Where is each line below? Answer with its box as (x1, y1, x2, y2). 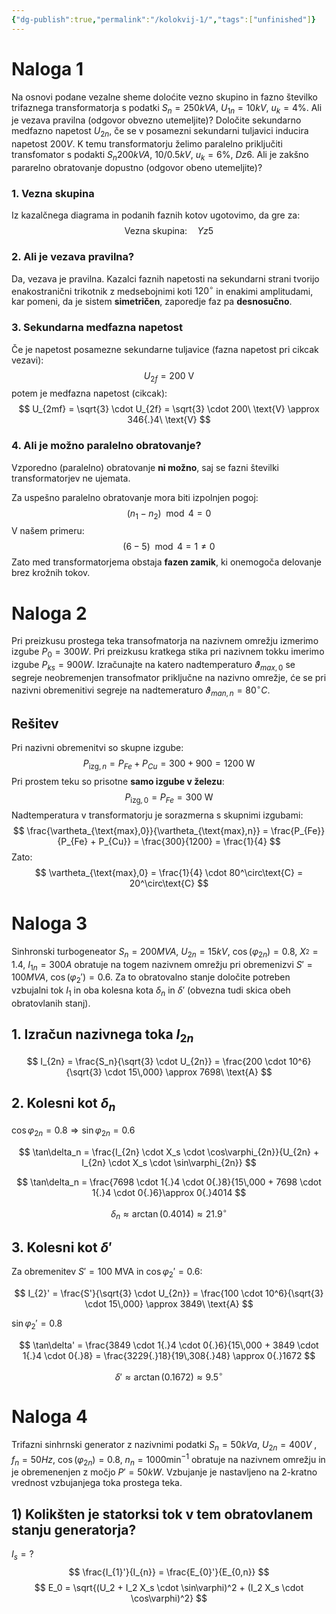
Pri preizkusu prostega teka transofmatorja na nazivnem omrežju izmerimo (11, 635, 319, 647)
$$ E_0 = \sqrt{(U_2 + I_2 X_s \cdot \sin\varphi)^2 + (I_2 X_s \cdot (34, 1582, 304, 1594)
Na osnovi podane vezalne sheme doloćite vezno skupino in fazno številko (11, 91, 318, 103)
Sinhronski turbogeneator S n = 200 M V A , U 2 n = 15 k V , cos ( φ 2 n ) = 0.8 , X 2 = (11, 945, 319, 960)
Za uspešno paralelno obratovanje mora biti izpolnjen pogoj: (11, 491, 259, 503)
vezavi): (11, 354, 44, 366)
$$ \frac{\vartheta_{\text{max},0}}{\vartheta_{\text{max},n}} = (12, 824, 269, 836)
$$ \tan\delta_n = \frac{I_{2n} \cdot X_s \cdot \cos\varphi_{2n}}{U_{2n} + (18, 1146, 320, 1158)
